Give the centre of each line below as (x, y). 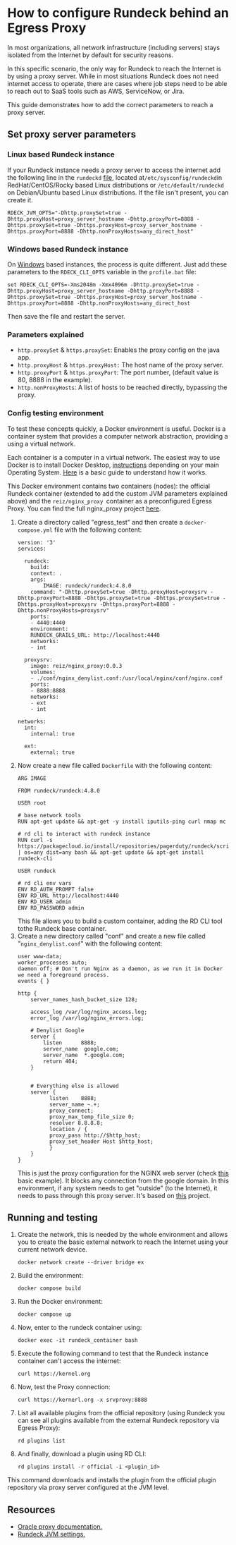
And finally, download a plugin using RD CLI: (82, 1454)
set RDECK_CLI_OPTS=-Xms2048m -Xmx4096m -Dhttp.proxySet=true (100, 285)
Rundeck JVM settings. (51, 1534)
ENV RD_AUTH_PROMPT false (55, 889)
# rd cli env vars (44, 883)
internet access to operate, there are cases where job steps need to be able (117, 83)
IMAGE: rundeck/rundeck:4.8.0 (87, 586)
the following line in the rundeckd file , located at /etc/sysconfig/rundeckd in (115, 177)
